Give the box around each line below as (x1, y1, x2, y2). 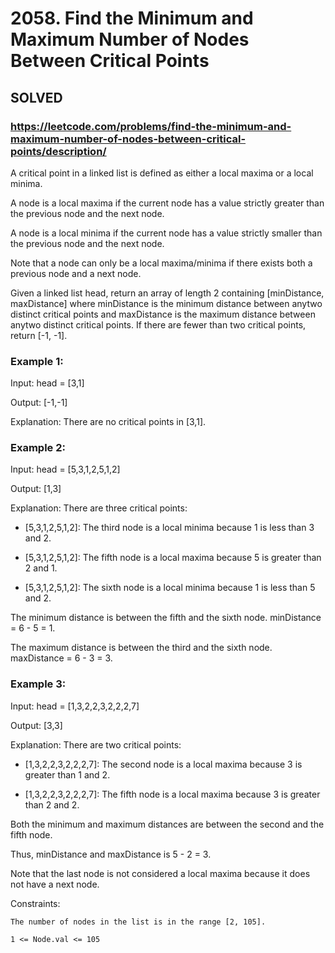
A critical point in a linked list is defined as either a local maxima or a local (10, 167, 314, 179)
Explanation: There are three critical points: (10, 502, 188, 514)
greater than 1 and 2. (24, 768, 111, 781)
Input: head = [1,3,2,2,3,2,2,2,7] (10, 700, 140, 712)
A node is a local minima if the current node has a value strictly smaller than (10, 227, 323, 239)
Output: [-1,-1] (10, 397, 68, 409)
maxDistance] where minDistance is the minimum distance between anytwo (10, 297, 323, 309)
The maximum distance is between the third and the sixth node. (10, 642, 273, 654)
